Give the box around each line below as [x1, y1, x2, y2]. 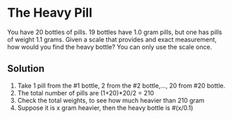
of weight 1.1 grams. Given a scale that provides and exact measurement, [7, 35, 217, 43]
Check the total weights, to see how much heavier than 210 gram [17, 96, 205, 104]
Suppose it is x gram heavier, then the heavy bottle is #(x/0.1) [17, 103, 194, 112]
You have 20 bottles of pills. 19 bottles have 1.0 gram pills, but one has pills [7, 28, 222, 36]
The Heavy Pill [7, 5, 93, 21]
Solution [7, 63, 45, 74]
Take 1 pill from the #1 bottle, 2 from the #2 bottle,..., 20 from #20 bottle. [17, 81, 226, 90]
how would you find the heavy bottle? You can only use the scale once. [7, 42, 212, 51]
